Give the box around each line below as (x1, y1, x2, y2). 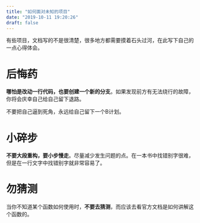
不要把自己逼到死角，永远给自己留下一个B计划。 (6, 108, 125, 115)
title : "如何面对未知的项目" (6, 8, 70, 15)
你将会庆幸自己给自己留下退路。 (6, 96, 85, 103)
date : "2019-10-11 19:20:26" (6, 14, 79, 20)
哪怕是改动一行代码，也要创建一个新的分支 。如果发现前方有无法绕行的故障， (6, 88, 194, 95)
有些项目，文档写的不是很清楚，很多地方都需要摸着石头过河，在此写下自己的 (6, 37, 194, 44)
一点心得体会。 (6, 44, 43, 51)
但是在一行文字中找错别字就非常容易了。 (6, 159, 105, 167)
